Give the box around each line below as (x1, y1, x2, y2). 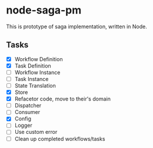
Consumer (14, 109, 41, 116)
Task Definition (14, 62, 51, 69)
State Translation (14, 82, 56, 89)
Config (14, 115, 31, 122)
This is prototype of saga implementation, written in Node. (6, 23, 147, 30)
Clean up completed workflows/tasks (14, 135, 105, 142)
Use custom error (14, 129, 58, 136)
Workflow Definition (14, 55, 63, 62)
